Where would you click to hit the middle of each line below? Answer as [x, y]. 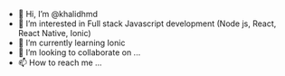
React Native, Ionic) [55, 33]
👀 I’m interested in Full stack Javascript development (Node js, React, [147, 24]
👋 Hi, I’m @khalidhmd [57, 14]
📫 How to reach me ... [60, 62]
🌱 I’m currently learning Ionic [71, 43]
